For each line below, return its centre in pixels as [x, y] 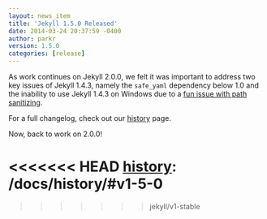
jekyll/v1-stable [175, 206]
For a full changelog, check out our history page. [90, 118]
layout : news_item [39, 16]
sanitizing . [26, 103]
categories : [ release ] [47, 54]
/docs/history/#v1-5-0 [86, 184]
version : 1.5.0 [34, 46]
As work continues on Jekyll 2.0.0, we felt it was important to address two [132, 77]
